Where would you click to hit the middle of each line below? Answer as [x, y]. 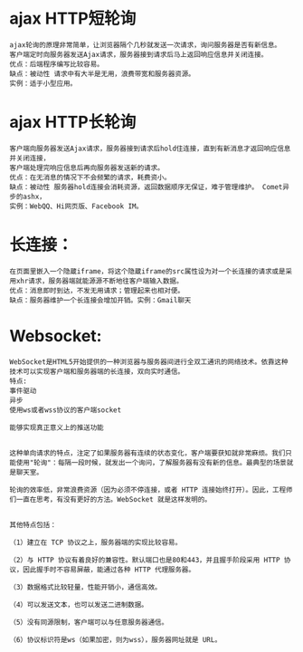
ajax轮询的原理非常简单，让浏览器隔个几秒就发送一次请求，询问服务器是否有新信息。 [146, 45]
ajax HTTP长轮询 [73, 122]
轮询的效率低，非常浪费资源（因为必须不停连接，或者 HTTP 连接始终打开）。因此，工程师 [151, 490]
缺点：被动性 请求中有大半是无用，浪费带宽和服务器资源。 [103, 73]
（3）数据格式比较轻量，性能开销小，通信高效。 [85, 587]
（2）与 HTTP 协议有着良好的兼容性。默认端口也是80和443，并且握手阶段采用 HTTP [145, 560]
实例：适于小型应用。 [43, 83]
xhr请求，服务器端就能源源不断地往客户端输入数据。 [99, 281]
